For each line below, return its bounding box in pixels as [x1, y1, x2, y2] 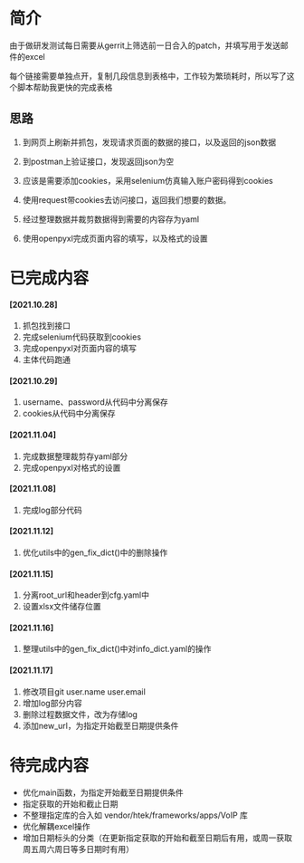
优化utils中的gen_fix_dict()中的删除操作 [22, 547, 168, 558]
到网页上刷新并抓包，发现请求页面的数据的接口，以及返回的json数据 [22, 137, 277, 148]
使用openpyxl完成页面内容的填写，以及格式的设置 [22, 233, 208, 244]
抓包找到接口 [22, 321, 71, 331]
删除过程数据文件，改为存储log [22, 708, 138, 720]
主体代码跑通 [22, 354, 71, 365]
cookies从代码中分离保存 [22, 408, 116, 419]
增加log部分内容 [22, 697, 83, 708]
